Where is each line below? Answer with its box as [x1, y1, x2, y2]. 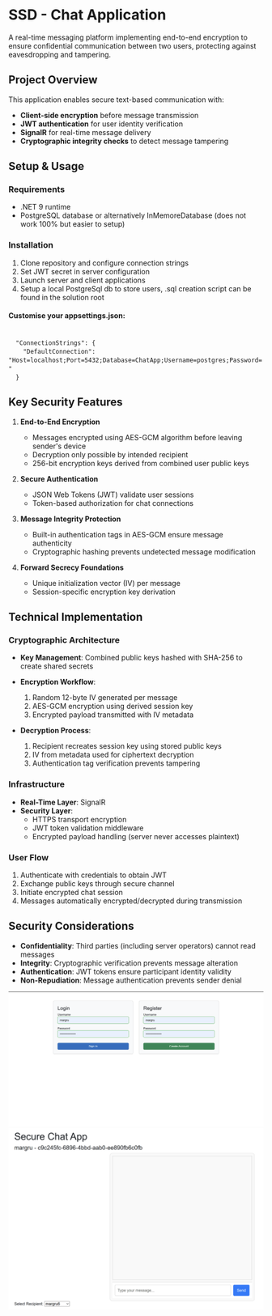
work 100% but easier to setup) [19, 219, 125, 229]
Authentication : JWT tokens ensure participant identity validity [19, 966, 232, 976]
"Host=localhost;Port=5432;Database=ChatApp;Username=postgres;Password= [8, 356, 263, 364]
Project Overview [8, 73, 98, 87]
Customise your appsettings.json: [8, 311, 125, 321]
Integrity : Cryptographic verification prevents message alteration [19, 957, 239, 968]
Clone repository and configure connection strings [19, 257, 189, 268]
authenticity [32, 538, 73, 548]
